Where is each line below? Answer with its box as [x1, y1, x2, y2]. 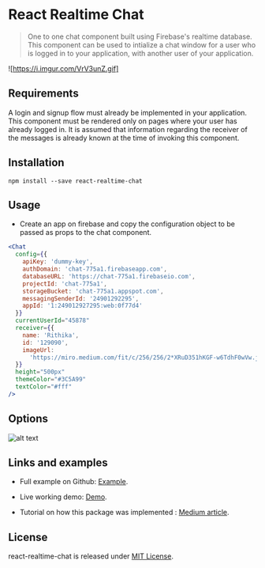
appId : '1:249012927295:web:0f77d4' [22, 302, 144, 310]
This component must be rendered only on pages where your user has [8, 116, 238, 126]
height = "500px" [15, 368, 65, 377]
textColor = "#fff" [15, 383, 73, 391]
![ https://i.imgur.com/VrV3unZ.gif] [8, 63, 119, 73]
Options [8, 412, 49, 426]
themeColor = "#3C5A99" [15, 376, 87, 384]
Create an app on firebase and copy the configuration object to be [19, 219, 235, 229]
